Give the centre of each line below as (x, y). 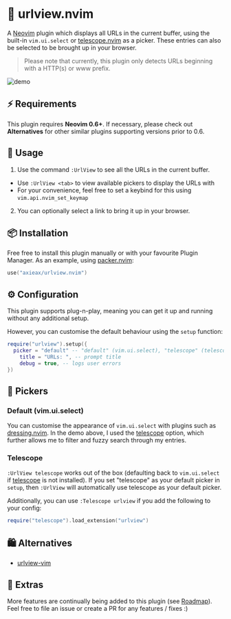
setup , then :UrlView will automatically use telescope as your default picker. (114, 488)
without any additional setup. (48, 318)
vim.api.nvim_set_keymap (53, 198)
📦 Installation (38, 233)
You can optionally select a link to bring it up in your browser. (103, 211)
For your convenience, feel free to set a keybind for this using (104, 190)
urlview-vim (34, 563)
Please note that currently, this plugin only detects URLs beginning (118, 60)
